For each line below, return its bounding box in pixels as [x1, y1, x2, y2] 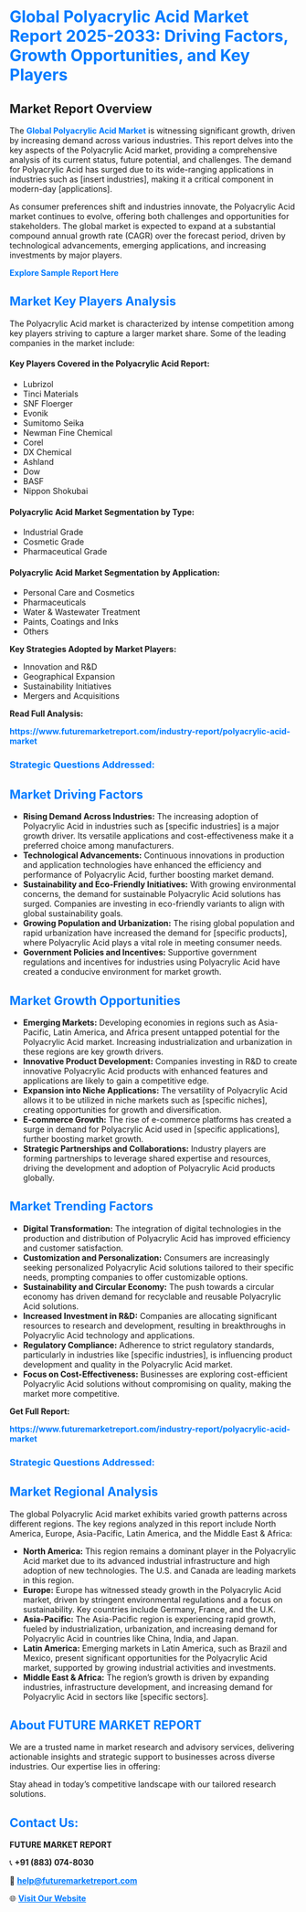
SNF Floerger [22, 398, 73, 409]
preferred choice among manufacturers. [22, 840, 174, 851]
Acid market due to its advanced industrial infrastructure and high [22, 1555, 271, 1566]
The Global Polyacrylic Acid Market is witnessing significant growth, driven [9, 125, 296, 136]
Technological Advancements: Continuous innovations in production [22, 850, 285, 861]
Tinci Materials [22, 388, 79, 399]
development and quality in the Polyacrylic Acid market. [22, 1358, 233, 1369]
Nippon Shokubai [22, 486, 89, 497]
